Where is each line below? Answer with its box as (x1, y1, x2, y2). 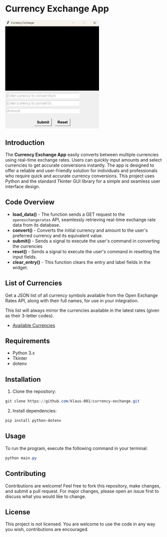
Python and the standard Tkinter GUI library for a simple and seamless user (5, 178, 160, 184)
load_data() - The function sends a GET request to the (12, 211, 125, 217)
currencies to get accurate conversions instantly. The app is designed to (5, 162, 154, 168)
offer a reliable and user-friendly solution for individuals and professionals (5, 168, 157, 174)
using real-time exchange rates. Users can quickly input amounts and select (5, 157, 162, 163)
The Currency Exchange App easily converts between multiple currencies (5, 152, 159, 158)
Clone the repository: (12, 388, 56, 394)
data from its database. (12, 222, 60, 228)
